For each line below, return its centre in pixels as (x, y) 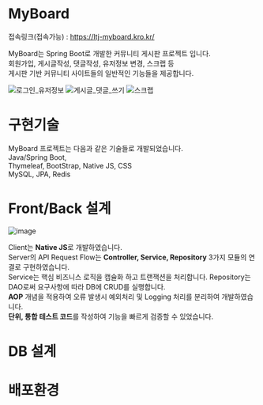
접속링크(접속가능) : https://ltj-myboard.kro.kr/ (82, 36)
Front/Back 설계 (60, 208)
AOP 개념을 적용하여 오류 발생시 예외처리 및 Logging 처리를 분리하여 (114, 297)
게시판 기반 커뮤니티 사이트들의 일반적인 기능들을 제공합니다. (101, 73)
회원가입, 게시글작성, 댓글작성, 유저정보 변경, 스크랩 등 (91, 63)
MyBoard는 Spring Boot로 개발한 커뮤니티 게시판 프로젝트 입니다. (109, 53)
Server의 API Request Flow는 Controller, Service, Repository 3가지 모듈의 (128, 257)
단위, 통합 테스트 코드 (41, 316)
